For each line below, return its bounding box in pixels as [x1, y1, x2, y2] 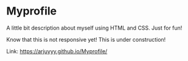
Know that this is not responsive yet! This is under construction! [6, 36, 166, 43]
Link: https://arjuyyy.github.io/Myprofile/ [6, 47, 108, 55]
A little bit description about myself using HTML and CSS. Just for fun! [6, 24, 183, 31]
